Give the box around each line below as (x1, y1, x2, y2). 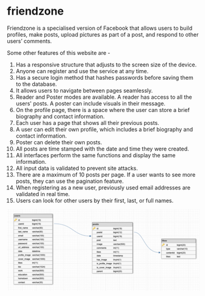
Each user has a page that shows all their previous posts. (15, 119, 159, 126)
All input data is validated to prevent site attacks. (15, 164, 138, 172)
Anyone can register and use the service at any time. (15, 67, 149, 74)
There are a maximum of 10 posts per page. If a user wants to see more (15, 171, 196, 178)
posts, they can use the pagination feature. (15, 177, 124, 185)
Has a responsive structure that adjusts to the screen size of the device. (15, 61, 197, 68)
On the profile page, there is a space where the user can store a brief (15, 106, 190, 113)
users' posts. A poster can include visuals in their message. (15, 99, 166, 107)
